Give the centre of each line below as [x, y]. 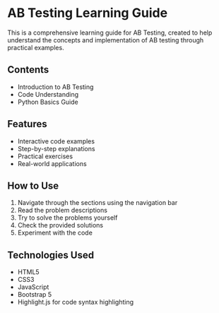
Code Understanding [48, 94]
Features [27, 124]
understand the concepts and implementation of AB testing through [106, 40]
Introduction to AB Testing [55, 87]
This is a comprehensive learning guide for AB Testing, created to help [110, 33]
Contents [28, 70]
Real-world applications [52, 163]
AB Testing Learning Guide [88, 13]
